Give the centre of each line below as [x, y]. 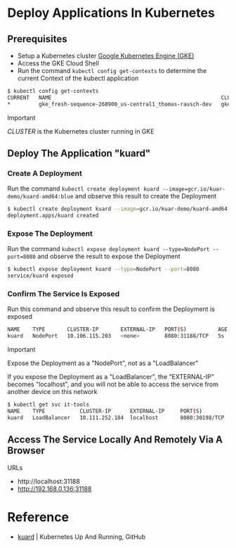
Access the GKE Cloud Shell [58, 63]
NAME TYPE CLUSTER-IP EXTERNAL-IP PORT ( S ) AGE [118, 330]
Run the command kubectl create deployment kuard [83, 189]
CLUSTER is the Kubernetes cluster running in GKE [81, 131]
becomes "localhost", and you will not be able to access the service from [113, 384]
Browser [26, 451]
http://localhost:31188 [49, 481]
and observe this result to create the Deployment [146, 196]
